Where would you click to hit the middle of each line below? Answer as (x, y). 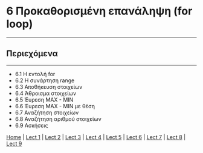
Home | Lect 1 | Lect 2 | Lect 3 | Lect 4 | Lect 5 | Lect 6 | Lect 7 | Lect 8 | (96, 137)
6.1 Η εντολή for (35, 74)
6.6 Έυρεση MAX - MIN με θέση (55, 106)
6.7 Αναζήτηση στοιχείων (47, 112)
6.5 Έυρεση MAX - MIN (44, 99)
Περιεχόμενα (32, 54)
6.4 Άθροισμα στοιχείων (46, 93)
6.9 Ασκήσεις (31, 125)
